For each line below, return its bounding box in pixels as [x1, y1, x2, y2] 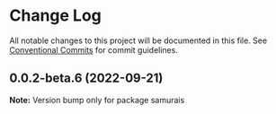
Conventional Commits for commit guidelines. [9, 44, 178, 55]
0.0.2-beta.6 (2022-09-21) [9, 71, 164, 86]
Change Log [9, 5, 102, 26]
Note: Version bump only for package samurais [9, 94, 185, 105]
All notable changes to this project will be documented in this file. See [9, 35, 268, 46]
